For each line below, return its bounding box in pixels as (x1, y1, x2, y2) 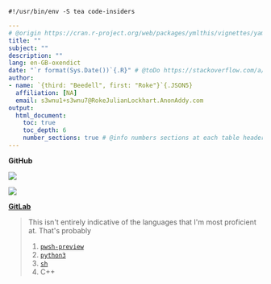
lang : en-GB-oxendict (8, 59, 81, 68)
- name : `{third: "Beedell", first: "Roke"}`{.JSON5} (8, 81, 194, 89)
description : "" (8, 51, 63, 60)
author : (8, 74, 35, 82)
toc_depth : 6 (23, 126, 67, 134)
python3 (40, 251, 66, 259)
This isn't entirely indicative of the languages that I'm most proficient (27, 217, 256, 227)
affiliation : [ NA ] (15, 88, 78, 97)
